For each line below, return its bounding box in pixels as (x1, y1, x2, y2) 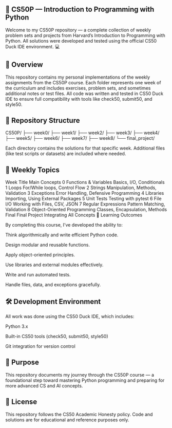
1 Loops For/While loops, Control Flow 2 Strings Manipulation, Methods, (5, 184, 157, 191)
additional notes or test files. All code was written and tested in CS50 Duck (5, 90, 163, 97)
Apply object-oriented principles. (5, 252, 75, 258)
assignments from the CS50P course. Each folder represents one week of (5, 79, 161, 85)
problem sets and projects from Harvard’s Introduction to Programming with (5, 32, 166, 39)
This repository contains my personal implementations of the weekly (5, 74, 150, 80)
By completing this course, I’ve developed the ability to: (5, 222, 123, 228)
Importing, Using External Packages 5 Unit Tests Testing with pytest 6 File (5, 196, 162, 202)
